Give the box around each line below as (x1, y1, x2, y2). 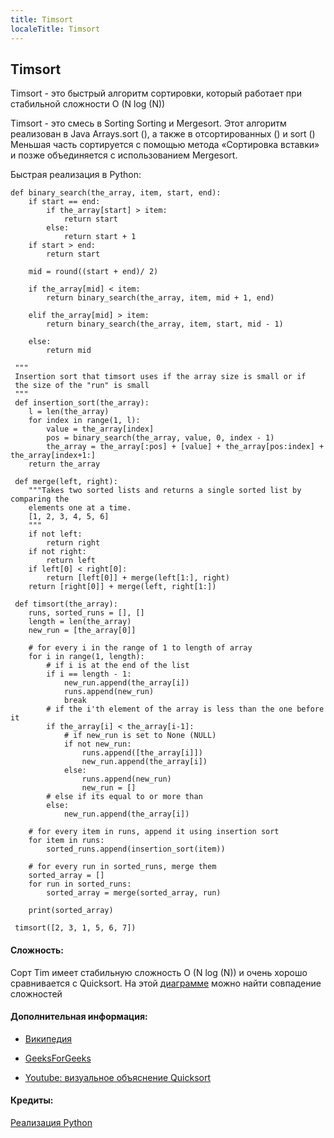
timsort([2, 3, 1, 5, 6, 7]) (14, 923, 137, 933)
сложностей (10, 987, 63, 1000)
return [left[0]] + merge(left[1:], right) (46, 573, 230, 583)
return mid (46, 346, 92, 356)
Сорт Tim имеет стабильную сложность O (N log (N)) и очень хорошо (10, 966, 308, 978)
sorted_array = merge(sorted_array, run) (46, 888, 222, 898)
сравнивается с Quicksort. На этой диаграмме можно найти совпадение (10, 977, 322, 989)
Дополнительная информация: (10, 1011, 148, 1023)
